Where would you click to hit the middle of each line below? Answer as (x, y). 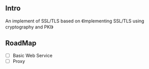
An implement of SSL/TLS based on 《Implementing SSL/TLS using (75, 21)
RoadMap (21, 43)
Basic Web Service (32, 55)
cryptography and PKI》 (29, 27)
